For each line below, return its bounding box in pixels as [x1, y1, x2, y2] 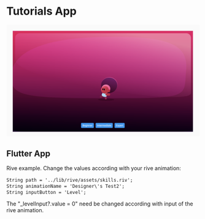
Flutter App [6, 148, 51, 158]
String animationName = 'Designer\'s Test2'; [6, 184, 125, 190]
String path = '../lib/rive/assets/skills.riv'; [6, 177, 133, 184]
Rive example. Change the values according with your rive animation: [6, 165, 181, 172]
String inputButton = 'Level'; [6, 190, 87, 196]
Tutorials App [6, 4, 77, 18]
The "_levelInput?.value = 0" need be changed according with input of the [6, 200, 193, 207]
